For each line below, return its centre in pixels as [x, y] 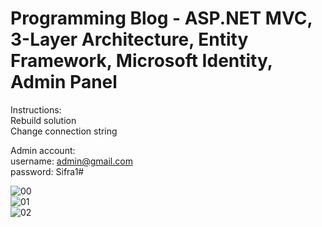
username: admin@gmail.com [71, 161]
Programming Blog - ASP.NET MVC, [161, 18]
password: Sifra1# [47, 171]
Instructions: [36, 109]
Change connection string [64, 131]
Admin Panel [64, 82]
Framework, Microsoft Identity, [141, 61]
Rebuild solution [43, 120]
